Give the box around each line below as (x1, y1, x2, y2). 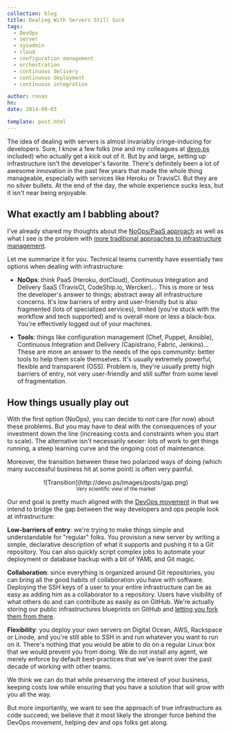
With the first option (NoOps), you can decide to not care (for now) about (7, 415, 215, 423)
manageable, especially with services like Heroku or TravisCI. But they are (7, 174, 218, 182)
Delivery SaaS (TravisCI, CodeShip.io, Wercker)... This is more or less (17, 283, 214, 291)
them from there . (7, 612, 55, 621)
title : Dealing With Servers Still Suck (7, 17, 125, 23)
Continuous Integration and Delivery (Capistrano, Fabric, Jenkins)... (17, 340, 209, 348)
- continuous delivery (13, 68, 79, 74)
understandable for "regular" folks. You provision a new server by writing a (7, 533, 220, 541)
